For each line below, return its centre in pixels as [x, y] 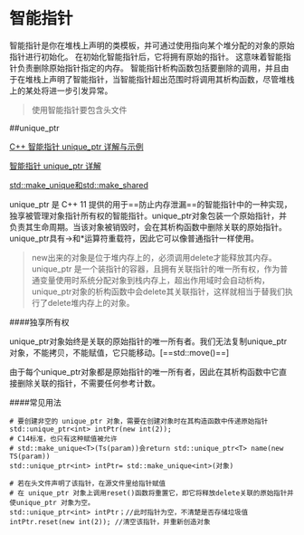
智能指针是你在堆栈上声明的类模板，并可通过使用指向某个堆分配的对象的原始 [152, 45]
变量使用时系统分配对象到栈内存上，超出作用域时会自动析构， [154, 280]
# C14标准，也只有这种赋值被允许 [63, 439]
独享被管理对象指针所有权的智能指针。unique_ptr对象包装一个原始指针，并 [148, 215]
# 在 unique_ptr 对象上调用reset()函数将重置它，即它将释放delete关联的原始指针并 [152, 493]
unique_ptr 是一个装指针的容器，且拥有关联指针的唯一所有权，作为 [156, 269]
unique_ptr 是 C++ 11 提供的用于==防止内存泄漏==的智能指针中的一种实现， [151, 204]
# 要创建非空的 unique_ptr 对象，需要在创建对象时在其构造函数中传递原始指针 [139, 421]
